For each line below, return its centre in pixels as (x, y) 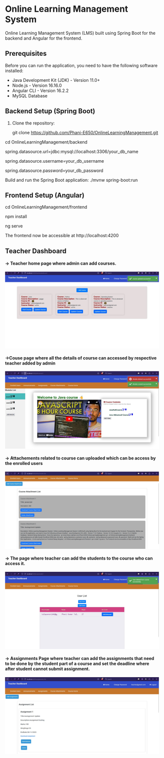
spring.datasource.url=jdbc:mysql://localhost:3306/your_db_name (72, 151)
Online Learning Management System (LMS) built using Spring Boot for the (80, 33)
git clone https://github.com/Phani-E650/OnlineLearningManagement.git (85, 132)
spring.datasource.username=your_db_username (54, 161)
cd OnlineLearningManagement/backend (46, 142)
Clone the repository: (33, 123)
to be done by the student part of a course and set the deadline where (77, 664)
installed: (14, 71)
